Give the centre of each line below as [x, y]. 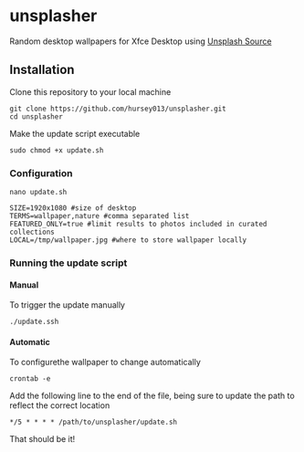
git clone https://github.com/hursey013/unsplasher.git [118, 109]
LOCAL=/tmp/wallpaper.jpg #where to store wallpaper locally [128, 240]
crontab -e [30, 379]
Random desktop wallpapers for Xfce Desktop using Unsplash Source [141, 41]
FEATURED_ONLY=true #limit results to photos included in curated [138, 225]
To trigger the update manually [68, 305]
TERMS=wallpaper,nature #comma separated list [100, 216]
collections [32, 232]
